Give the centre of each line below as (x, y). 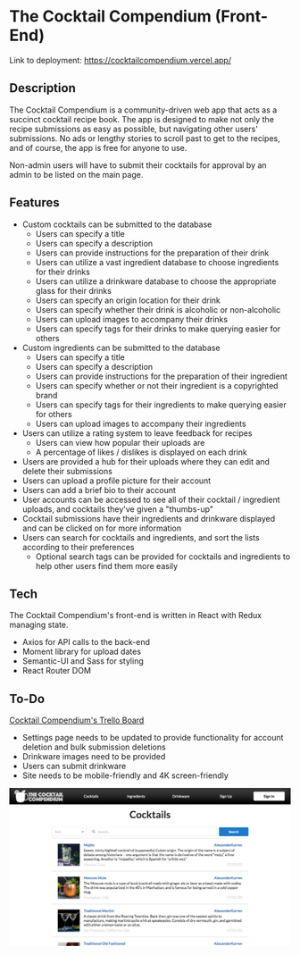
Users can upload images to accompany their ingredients (141, 423)
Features (34, 203)
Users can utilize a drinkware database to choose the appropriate (156, 281)
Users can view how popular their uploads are (120, 442)
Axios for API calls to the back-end (86, 642)
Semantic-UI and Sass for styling (83, 661)
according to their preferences (78, 547)
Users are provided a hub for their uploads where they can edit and (146, 461)
